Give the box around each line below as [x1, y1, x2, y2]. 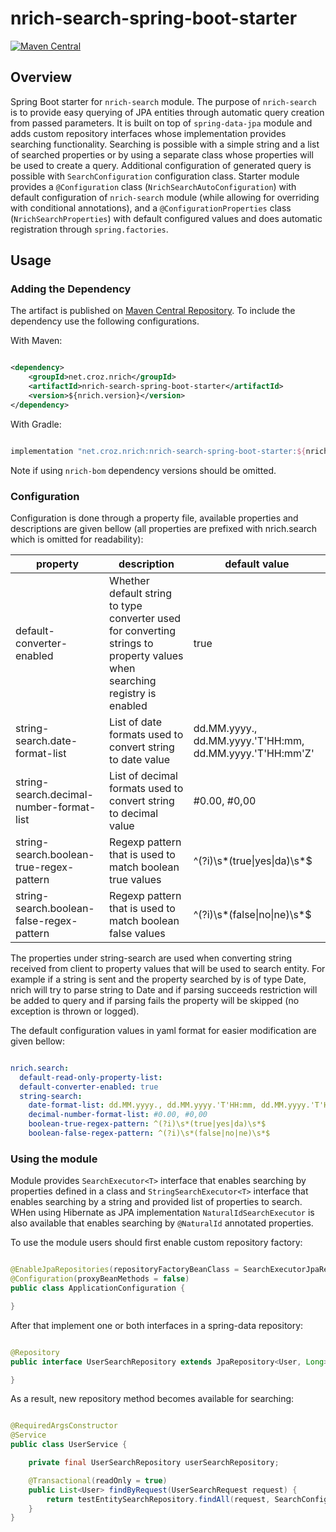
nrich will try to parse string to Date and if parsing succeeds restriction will [10, 983, 318, 996]
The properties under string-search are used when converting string [10, 952, 293, 964]
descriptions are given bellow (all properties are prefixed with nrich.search [10, 522, 318, 534]
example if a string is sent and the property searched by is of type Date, [10, 973, 307, 985]
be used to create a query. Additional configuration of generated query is [10, 159, 312, 171]
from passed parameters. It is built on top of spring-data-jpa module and [10, 117, 313, 129]
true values [109, 872, 162, 886]
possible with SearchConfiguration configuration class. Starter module [10, 170, 300, 182]
